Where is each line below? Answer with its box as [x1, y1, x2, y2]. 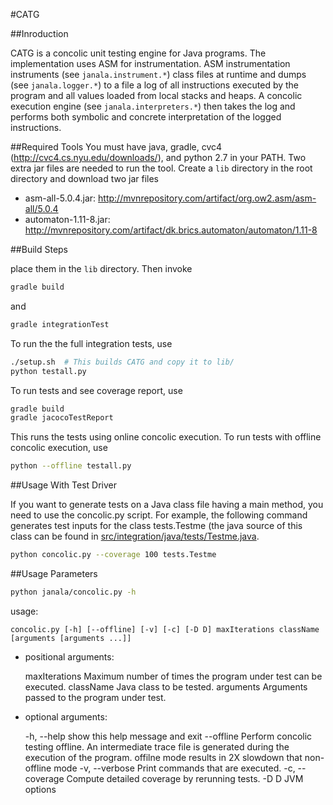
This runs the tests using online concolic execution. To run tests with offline [10, 431, 322, 443]
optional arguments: [24, 710, 108, 723]
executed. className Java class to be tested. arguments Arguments [24, 680, 308, 693]
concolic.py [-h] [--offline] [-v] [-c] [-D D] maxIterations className [10, 624, 320, 634]
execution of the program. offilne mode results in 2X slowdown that [24, 751, 303, 763]
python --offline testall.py [10, 461, 132, 471]
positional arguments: [24, 650, 115, 663]
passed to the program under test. [24, 691, 167, 703]
